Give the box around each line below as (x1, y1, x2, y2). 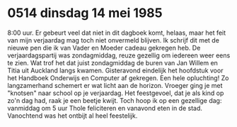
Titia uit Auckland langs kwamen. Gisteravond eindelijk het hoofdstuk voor (7, 66, 224, 74)
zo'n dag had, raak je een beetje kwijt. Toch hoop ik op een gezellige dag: (7, 96, 222, 104)
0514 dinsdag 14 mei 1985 (7, 5, 163, 21)
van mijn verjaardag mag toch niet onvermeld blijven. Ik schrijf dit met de (7, 35, 219, 44)
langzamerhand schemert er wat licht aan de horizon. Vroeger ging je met (7, 81, 223, 89)
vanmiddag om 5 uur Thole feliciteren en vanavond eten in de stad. (7, 104, 203, 112)
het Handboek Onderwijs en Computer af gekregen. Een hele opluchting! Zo (7, 73, 229, 82)
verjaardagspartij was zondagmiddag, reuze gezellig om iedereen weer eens (7, 51, 231, 60)
